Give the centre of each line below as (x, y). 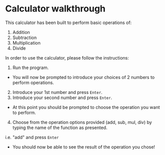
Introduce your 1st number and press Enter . (57, 92)
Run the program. (31, 67)
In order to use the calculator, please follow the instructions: (67, 57)
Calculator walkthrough (55, 9)
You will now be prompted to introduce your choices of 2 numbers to (84, 77)
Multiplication (27, 42)
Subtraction (24, 37)
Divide (19, 48)
